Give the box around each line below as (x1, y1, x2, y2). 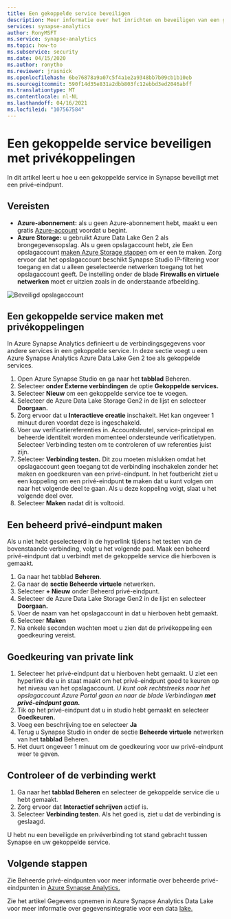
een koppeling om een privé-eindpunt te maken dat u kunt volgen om (16, 477, 214, 485)
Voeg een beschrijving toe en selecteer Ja (16, 720, 137, 728)
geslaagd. (16, 817, 46, 825)
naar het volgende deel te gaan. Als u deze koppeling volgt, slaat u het (16, 485, 217, 493)
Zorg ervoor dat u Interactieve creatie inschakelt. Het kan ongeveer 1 (16, 411, 214, 420)
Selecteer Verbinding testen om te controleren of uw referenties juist (16, 441, 212, 449)
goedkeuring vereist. (16, 631, 76, 640)
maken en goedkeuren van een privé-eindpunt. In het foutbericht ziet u (16, 469, 219, 478)
